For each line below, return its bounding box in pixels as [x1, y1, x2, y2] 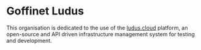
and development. [6, 37, 52, 44]
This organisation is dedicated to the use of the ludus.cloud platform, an [6, 24, 188, 31]
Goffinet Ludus [6, 4, 85, 18]
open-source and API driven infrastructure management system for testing [6, 30, 195, 37]
